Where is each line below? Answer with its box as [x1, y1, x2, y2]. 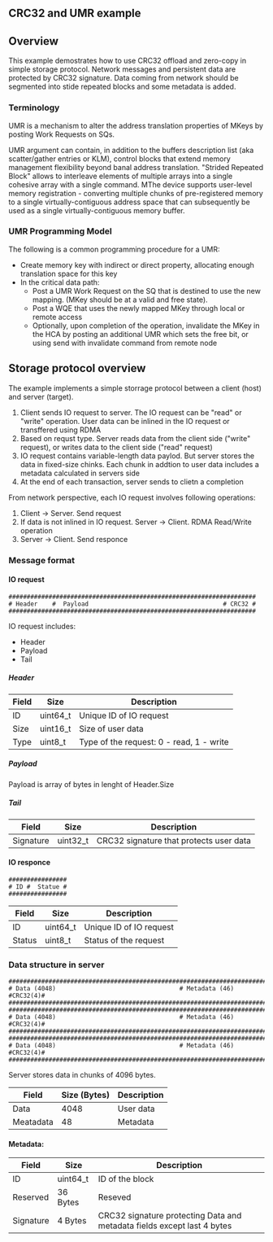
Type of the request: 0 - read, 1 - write [79, 736, 229, 747]
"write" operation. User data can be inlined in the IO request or [19, 416, 230, 426]
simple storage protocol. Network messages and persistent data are [8, 64, 236, 74]
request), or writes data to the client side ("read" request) [19, 442, 213, 452]
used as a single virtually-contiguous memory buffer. [8, 205, 185, 215]
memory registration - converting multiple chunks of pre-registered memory [8, 188, 264, 198]
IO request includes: [8, 621, 76, 631]
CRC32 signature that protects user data [96, 834, 252, 846]
